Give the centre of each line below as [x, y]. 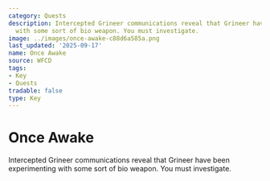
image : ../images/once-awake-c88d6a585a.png [84, 38]
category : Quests [37, 16]
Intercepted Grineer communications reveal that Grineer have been [119, 160]
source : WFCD [30, 61]
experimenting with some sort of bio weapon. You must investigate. [120, 169]
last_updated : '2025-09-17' [55, 46]
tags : [17, 68]
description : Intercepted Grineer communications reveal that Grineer [129, 23]
